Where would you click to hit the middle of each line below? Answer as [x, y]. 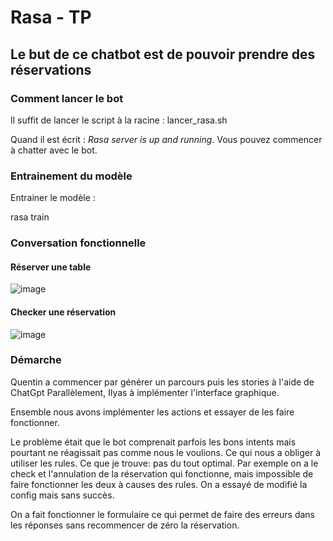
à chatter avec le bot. [54, 150]
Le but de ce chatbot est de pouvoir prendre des [163, 54]
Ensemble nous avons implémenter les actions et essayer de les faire [152, 412]
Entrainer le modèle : [53, 198]
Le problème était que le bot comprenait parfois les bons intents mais [153, 442]
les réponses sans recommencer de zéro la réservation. [125, 525]
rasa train [30, 217]
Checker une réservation [63, 312]
